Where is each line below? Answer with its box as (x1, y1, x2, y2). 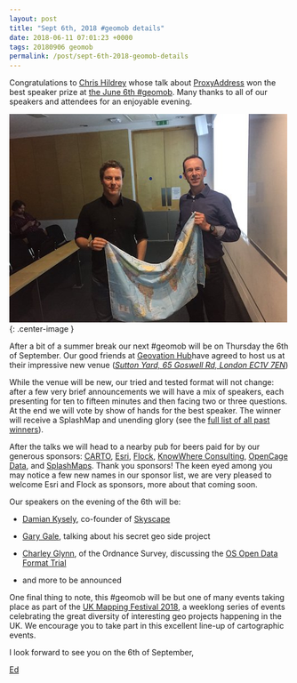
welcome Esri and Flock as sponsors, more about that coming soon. (9, 479, 258, 490)
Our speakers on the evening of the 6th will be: (9, 496, 181, 507)
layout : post (9, 14, 58, 23)
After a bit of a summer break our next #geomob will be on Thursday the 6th (9, 341, 289, 351)
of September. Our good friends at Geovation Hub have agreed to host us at (9, 350, 285, 361)
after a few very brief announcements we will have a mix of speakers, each (9, 387, 285, 398)
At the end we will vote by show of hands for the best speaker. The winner (9, 406, 282, 416)
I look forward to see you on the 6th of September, (9, 647, 194, 658)
